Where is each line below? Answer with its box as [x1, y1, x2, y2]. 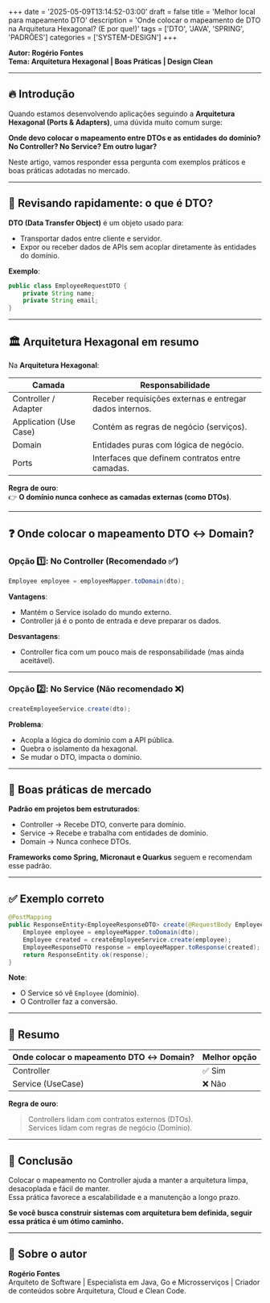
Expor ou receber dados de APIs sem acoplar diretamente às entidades [19, 241, 257, 252]
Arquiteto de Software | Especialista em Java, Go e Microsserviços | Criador [8, 1277, 260, 1287]
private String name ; [22, 289, 95, 297]
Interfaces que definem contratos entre [92, 452, 241, 464]
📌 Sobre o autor [8, 1247, 88, 1261]
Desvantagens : [8, 631, 60, 641]
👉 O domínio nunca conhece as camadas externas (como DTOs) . [8, 492, 231, 501]
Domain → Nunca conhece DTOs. [19, 837, 131, 847]
